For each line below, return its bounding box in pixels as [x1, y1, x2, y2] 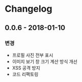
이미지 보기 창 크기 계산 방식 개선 [12, 58, 77, 64]
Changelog [5, 3, 52, 15]
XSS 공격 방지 [12, 65, 40, 71]
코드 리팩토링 [12, 71, 39, 77]
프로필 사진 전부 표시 [12, 52, 53, 58]
